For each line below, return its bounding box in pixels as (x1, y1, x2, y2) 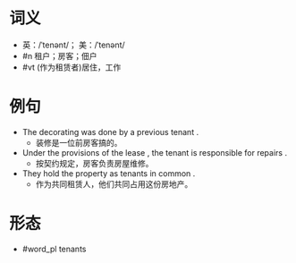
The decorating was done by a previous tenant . (21, 126, 199, 137)
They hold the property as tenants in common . (21, 167, 196, 179)
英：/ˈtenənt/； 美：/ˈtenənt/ (21, 39, 125, 50)
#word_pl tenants (21, 243, 87, 254)
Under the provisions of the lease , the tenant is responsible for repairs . (21, 147, 288, 157)
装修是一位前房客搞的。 (35, 137, 123, 148)
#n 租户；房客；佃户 (21, 50, 97, 61)
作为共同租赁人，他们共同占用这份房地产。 (35, 178, 193, 189)
